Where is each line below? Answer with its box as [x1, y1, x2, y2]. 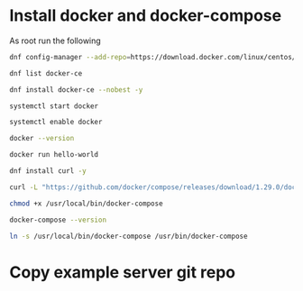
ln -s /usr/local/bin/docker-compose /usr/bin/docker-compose [9, 232, 248, 241]
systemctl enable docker [9, 118, 103, 127]
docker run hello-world [9, 150, 99, 159]
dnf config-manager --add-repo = [9, 52, 131, 61]
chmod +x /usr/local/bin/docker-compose [9, 199, 164, 208]
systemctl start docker [9, 101, 99, 111]
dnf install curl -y [9, 167, 87, 176]
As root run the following [9, 35, 101, 46]
